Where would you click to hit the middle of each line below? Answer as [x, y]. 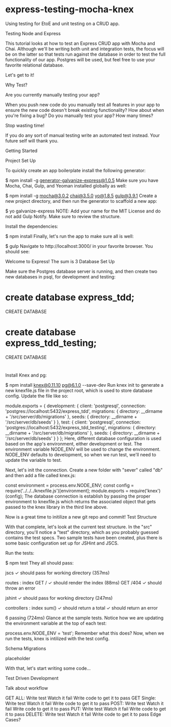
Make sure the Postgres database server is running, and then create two [81, 271]
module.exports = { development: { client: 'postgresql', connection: [76, 406]
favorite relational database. [35, 65]
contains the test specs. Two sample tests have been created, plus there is [84, 538]
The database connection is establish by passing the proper [88, 496]
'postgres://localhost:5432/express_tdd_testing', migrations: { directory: [81, 427]
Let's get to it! [20, 75]
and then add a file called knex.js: [41, 475]
